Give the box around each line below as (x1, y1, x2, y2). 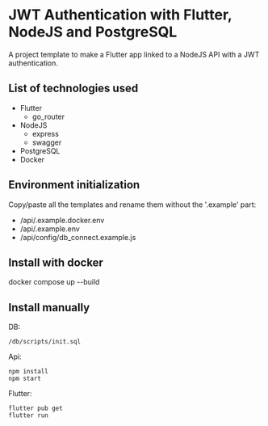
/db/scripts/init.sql (8, 338, 82, 346)
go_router (31, 112, 65, 121)
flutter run (8, 411, 48, 420)
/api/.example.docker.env (19, 215, 105, 225)
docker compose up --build (8, 277, 100, 287)
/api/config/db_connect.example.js (19, 232, 136, 242)
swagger (31, 137, 62, 147)
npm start (8, 374, 42, 383)
